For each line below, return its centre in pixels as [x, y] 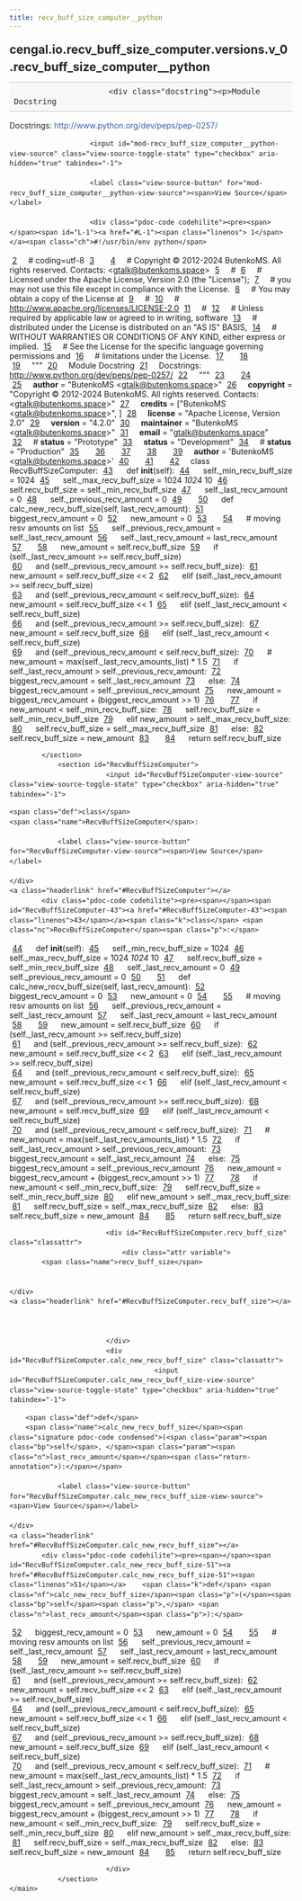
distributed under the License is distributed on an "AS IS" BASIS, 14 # [143, 327]
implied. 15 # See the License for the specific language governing [136, 346]
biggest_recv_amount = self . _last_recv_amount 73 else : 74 [125, 681]
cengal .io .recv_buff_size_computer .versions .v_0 [149, 49]
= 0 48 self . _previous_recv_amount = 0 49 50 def [121, 499]
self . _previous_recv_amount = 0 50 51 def [100, 977]
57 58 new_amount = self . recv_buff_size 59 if [115, 547]
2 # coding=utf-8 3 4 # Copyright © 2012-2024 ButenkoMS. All [147, 260]
